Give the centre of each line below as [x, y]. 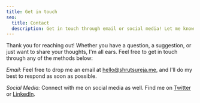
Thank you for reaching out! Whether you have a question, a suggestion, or [99, 46]
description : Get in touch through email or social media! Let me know [103, 28]
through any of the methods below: [49, 58]
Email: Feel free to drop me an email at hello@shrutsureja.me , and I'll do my [99, 70]
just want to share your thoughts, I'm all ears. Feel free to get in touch [92, 52]
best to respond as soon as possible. [51, 76]
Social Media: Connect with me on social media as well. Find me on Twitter [99, 88]
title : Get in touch [32, 12]
